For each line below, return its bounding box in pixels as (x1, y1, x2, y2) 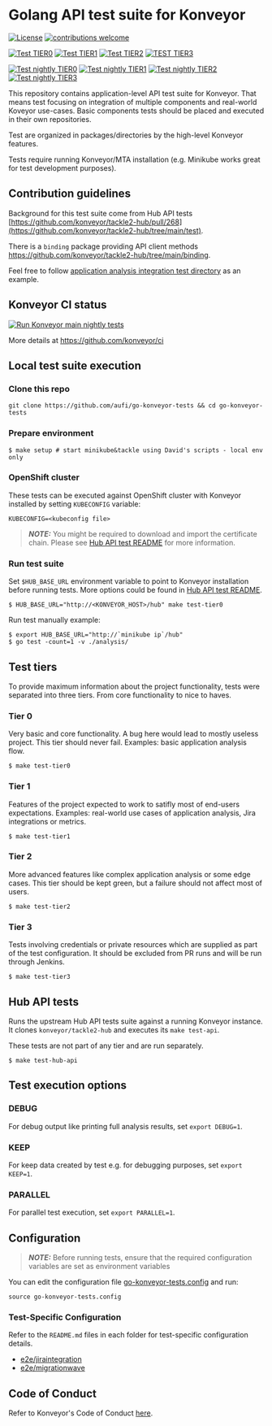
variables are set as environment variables (28, 1262, 171, 1272)
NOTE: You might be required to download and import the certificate (28, 528, 257, 538)
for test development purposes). (8, 163, 117, 172)
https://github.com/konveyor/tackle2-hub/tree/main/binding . (8, 250, 211, 259)
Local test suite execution (8, 359, 142, 372)
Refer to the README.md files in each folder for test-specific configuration (8, 1330, 249, 1340)
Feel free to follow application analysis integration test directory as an (8, 266, 241, 276)
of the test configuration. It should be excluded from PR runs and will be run (8, 949, 262, 959)
